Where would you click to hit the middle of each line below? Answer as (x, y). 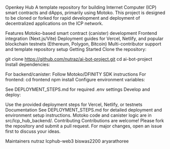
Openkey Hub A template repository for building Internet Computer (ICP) (81, 7)
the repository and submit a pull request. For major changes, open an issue (84, 126)
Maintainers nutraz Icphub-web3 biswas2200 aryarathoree (67, 141)
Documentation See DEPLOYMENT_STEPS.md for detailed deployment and (84, 110)
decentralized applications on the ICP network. (54, 23)
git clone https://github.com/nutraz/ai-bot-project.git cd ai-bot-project (79, 59)
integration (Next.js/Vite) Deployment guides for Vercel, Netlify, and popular (84, 38)
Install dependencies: (28, 64)
